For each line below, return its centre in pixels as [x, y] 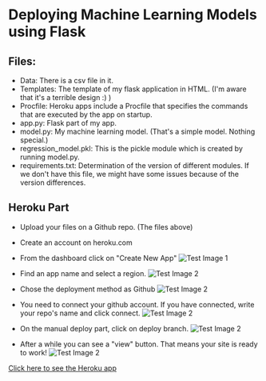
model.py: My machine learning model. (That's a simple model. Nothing [137, 131]
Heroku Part [39, 208]
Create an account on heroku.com [76, 243]
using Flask [47, 32]
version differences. [53, 182]
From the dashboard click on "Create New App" [98, 258]
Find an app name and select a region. [83, 273]
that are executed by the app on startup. [86, 114]
